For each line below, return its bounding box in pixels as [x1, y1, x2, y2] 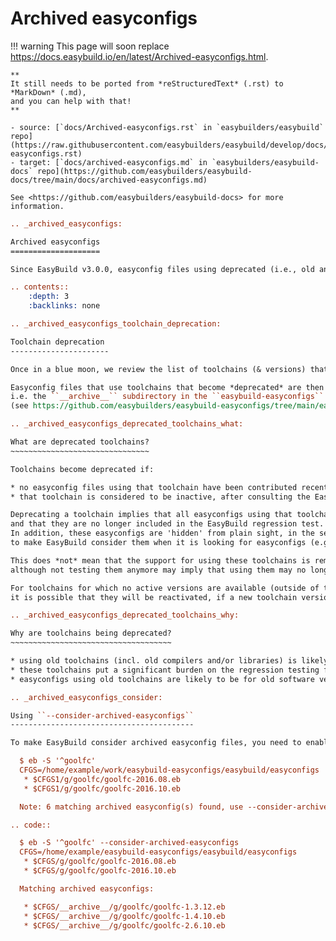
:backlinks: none [28, 301, 101, 311]
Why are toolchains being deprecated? [10, 628, 172, 639]
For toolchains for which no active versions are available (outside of [10, 583, 320, 593]
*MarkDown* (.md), [10, 87, 87, 97]
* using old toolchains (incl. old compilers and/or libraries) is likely [10, 656, 329, 666]
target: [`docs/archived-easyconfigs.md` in [19, 157, 208, 167]
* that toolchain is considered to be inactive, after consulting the [10, 492, 311, 502]
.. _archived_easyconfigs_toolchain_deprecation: [10, 319, 222, 329]
